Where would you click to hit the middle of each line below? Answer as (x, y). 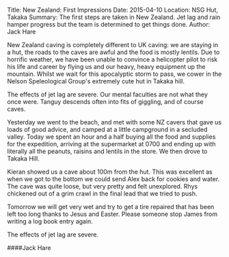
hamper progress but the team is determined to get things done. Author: (109, 24)
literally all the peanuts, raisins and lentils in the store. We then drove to (107, 151)
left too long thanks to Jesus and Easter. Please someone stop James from (112, 214)
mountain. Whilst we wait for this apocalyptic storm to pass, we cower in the (114, 74)
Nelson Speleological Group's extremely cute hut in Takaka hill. (96, 81)
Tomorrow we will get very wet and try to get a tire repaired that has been (111, 207)
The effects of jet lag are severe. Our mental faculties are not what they (108, 94)
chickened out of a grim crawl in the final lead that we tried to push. (102, 193)
